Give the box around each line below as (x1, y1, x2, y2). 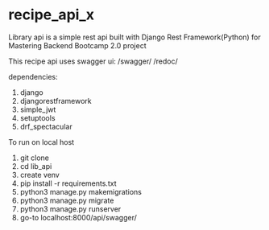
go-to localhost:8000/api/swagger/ (19, 212, 137, 222)
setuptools (19, 113, 56, 122)
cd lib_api (19, 161, 52, 170)
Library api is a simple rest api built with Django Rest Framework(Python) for (8, 32, 262, 42)
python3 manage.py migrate (19, 195, 114, 205)
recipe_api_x (8, 6, 95, 24)
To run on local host (8, 137, 75, 146)
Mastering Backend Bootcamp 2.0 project (8, 40, 147, 50)
